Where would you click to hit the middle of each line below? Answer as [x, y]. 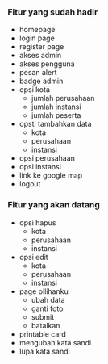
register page [42, 47]
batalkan [46, 325]
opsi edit [34, 257]
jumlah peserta [56, 115]
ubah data [48, 299]
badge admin [41, 81]
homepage [37, 30]
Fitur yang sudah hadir [53, 12]
